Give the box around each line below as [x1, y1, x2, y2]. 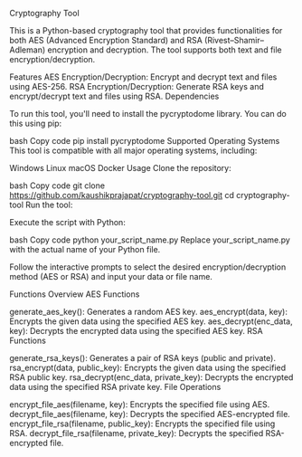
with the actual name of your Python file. [9, 244, 161, 254]
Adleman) [9, 44, 46, 55]
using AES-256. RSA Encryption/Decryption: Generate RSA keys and [9, 81, 265, 91]
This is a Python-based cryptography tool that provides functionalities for [9, 25, 283, 35]
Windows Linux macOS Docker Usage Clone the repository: [9, 163, 232, 173]
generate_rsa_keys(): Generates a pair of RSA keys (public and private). [9, 353, 276, 363]
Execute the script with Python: [9, 217, 127, 227]
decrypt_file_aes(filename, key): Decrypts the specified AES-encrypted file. [9, 409, 291, 419]
